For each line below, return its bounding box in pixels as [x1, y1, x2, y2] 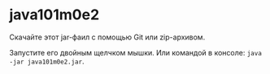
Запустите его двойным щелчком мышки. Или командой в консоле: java [9, 47, 263, 57]
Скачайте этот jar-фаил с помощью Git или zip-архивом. [9, 32, 206, 42]
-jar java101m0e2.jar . [9, 56, 85, 66]
